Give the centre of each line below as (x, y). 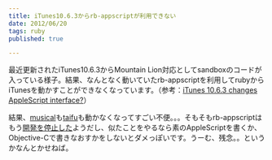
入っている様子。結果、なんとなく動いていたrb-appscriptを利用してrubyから (136, 80)
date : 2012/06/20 (38, 24)
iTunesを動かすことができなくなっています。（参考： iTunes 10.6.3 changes (133, 90)
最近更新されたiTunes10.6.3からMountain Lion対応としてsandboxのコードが (135, 70)
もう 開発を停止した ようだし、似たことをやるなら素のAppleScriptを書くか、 (135, 128)
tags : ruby (27, 31)
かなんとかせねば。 (41, 148)
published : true (36, 39)
